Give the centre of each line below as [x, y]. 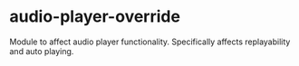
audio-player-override [95, 17]
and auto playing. [42, 51]
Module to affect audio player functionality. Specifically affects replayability [150, 42]
